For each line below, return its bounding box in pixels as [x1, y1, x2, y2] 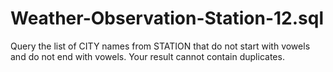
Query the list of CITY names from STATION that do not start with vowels [10, 40, 311, 52]
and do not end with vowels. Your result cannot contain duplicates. [10, 50, 285, 62]
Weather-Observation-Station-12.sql [10, 7, 325, 30]
